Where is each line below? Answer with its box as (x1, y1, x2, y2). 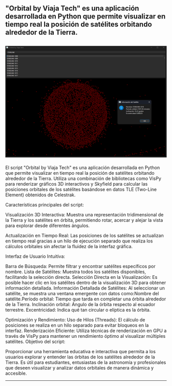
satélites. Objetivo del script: (5, 338, 66, 344)
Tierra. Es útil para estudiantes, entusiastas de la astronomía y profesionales (5, 359, 166, 365)
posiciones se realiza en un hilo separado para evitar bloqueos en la (5, 322, 149, 328)
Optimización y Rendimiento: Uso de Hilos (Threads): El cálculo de (5, 316, 145, 322)
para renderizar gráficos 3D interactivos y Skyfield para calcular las (5, 180, 148, 187)
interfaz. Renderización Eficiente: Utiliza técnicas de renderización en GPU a (5, 328, 167, 334)
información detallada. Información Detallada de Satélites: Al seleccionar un (5, 285, 165, 291)
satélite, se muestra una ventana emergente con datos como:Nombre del (5, 290, 159, 296)
